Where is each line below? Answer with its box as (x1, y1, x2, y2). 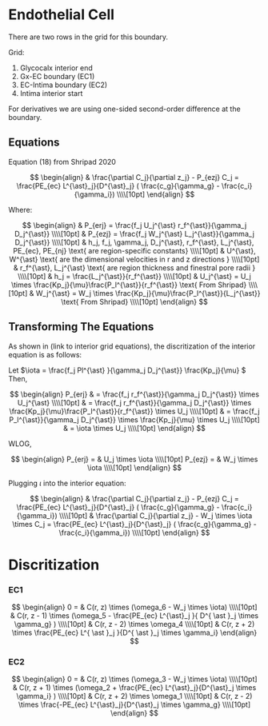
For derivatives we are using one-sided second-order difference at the (8, 104, 242, 114)
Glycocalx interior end (19, 62, 94, 73)
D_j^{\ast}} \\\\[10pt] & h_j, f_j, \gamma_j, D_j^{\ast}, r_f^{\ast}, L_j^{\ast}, (14, 237, 254, 247)
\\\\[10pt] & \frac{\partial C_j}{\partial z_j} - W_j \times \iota (58, 510, 253, 521)
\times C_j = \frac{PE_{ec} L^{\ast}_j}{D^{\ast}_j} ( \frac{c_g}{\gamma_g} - (11, 519, 258, 529)
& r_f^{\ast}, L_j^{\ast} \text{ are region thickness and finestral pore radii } (13, 262, 256, 273)
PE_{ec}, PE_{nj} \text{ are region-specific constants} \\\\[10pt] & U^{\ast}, (13, 245, 256, 255)
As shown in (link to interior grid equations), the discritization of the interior (8, 341, 256, 351)
